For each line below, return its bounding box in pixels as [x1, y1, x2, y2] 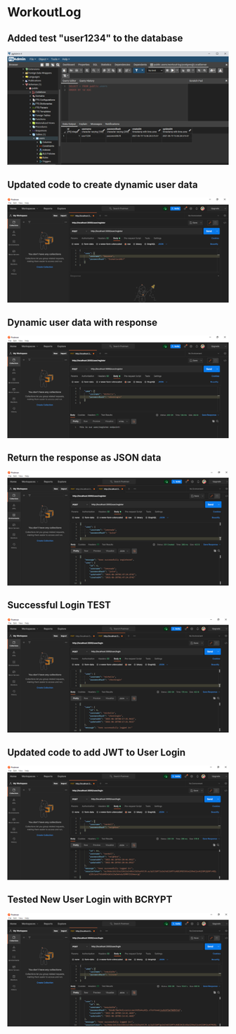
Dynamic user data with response [7, 317, 158, 329]
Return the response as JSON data [7, 452, 162, 464]
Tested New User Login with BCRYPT [7, 894, 173, 906]
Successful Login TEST [7, 599, 111, 611]
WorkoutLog [7, 4, 81, 20]
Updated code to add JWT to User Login [7, 746, 186, 758]
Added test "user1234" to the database [7, 32, 183, 44]
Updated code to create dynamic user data [7, 178, 198, 190]
